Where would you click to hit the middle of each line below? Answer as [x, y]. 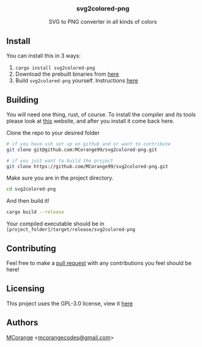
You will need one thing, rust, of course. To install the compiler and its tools [101, 114]
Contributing [31, 248]
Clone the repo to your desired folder [53, 133]
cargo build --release [35, 212]
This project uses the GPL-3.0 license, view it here [70, 303]
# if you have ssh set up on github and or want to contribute [89, 144]
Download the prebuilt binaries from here [67, 74]
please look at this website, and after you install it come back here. [90, 121]
